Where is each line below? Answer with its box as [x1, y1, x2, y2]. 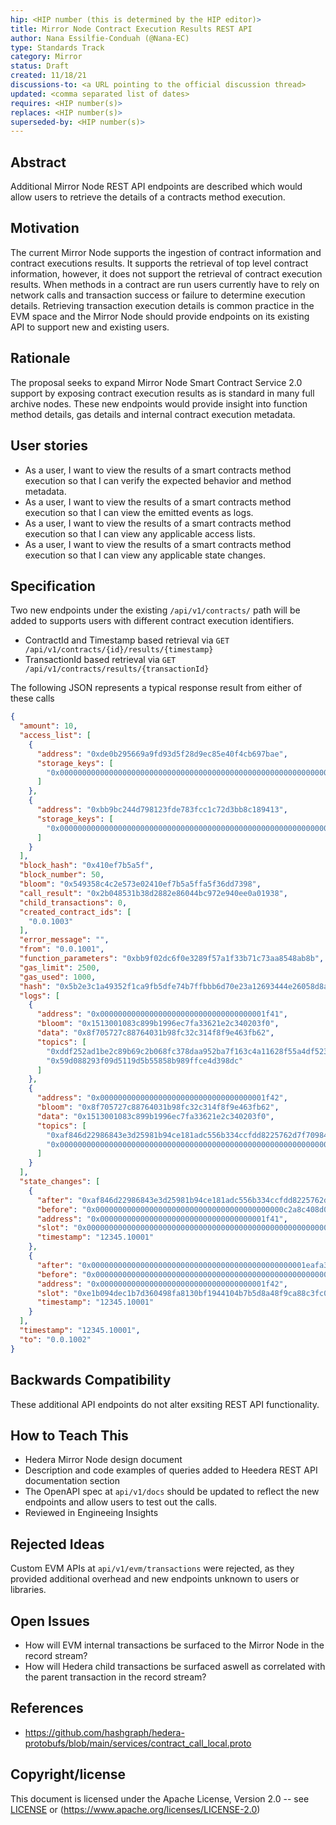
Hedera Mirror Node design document [24, 1454, 183, 1466]
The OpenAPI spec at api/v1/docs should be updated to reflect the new [24, 1486, 320, 1498]
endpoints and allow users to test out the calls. [24, 1496, 218, 1508]
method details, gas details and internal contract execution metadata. [10, 408, 296, 420]
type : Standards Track [10, 42, 105, 53]
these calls [10, 692, 55, 705]
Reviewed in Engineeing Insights [24, 1507, 159, 1519]
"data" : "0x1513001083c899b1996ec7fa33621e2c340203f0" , [36, 1111, 275, 1121]
